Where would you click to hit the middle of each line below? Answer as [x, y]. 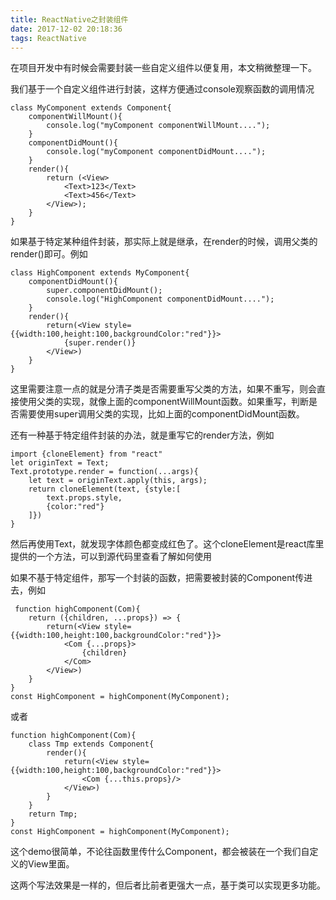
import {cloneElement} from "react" [86, 454]
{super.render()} [100, 343]
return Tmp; [53, 814]
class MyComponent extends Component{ [91, 108]
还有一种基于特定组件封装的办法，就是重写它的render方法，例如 [142, 435]
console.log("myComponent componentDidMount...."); [156, 152]
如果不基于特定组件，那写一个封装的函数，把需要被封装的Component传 [157, 578]
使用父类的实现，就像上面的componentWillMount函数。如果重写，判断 [163, 402]
